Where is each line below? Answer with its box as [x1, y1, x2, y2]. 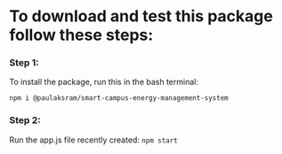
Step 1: [9, 57, 39, 69]
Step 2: [9, 114, 42, 127]
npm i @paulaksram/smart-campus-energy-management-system [9, 94, 229, 103]
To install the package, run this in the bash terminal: [9, 77, 198, 88]
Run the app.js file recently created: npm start [9, 135, 178, 145]
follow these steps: [9, 25, 154, 45]
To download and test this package [9, 6, 273, 27]
